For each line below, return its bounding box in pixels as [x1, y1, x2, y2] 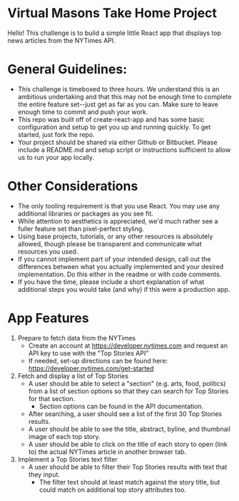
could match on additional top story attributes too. [39, 485, 187, 494]
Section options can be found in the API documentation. [39, 402, 204, 410]
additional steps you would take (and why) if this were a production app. [17, 285, 230, 293]
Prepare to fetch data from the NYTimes [17, 333, 136, 342]
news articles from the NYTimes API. [7, 36, 116, 44]
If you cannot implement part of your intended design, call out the [17, 255, 211, 263]
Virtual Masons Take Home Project [7, 5, 218, 21]
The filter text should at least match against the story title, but [39, 477, 220, 486]
